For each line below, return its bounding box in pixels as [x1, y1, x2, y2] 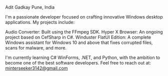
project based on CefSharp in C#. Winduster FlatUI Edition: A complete [5, 34, 151, 40]
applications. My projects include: [5, 19, 75, 25]
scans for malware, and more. [5, 45, 66, 50]
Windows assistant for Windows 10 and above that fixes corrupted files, [5, 39, 153, 45]
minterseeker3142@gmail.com [5, 65, 68, 71]
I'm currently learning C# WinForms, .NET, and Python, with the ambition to [5, 54, 160, 60]
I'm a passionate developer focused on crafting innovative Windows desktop [5, 14, 163, 19]
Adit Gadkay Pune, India [5, 4, 55, 10]
